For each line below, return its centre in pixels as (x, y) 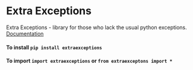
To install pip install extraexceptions (54, 47)
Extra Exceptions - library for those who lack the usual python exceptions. (96, 27)
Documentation (25, 33)
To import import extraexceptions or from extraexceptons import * (89, 61)
